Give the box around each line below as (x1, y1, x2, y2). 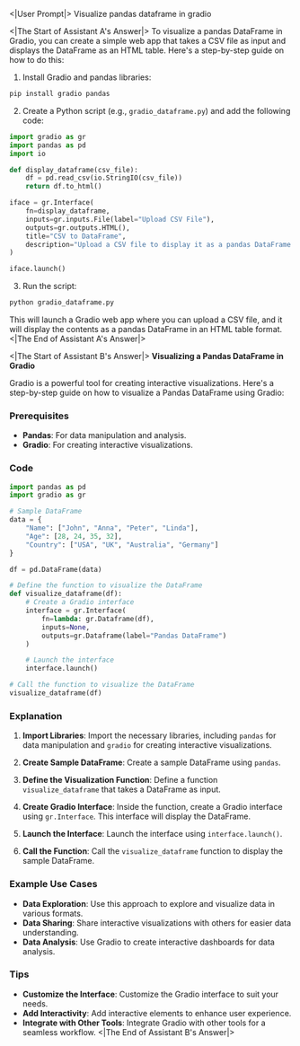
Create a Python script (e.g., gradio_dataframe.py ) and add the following (22, 105, 291, 116)
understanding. (22, 927, 79, 937)
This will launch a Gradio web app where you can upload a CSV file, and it (9, 314, 283, 325)
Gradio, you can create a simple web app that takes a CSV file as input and (9, 36, 286, 46)
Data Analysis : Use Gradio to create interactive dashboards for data (22, 936, 276, 947)
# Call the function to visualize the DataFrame (9, 681, 195, 690)
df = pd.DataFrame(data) (9, 565, 102, 574)
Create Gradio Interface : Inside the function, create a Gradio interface (22, 802, 283, 813)
